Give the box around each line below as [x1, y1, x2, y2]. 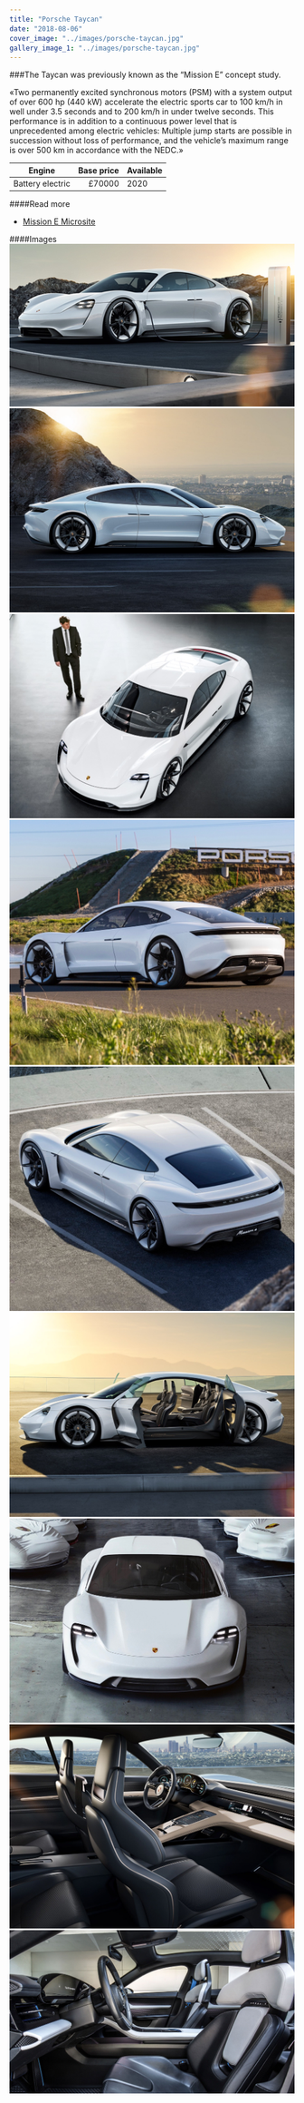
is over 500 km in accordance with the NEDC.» [9, 145, 184, 156]
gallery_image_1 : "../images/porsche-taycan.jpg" [9, 44, 201, 53]
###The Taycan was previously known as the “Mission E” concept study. [9, 69, 281, 81]
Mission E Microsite [22, 216, 96, 227]
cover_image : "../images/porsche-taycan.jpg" [9, 34, 184, 43]
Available [126, 164, 163, 176]
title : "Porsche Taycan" [9, 15, 103, 24]
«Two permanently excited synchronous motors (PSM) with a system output [9, 87, 292, 98]
